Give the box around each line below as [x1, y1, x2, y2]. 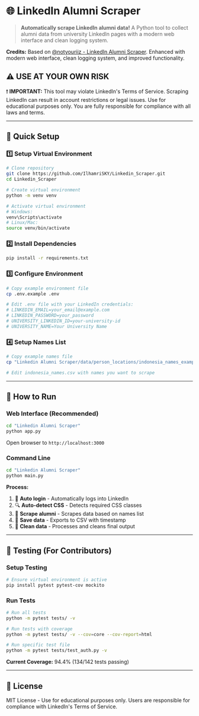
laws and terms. [6, 108, 46, 116]
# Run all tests [6, 609, 46, 615]
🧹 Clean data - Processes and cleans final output [14, 523, 135, 530]
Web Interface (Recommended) [6, 410, 99, 418]
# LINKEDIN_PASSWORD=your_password [6, 313, 94, 319]
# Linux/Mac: [6, 220, 38, 226]
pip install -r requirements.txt [6, 255, 89, 261]
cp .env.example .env [6, 291, 60, 297]
